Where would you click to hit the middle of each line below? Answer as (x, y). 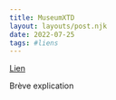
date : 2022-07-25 (42, 34)
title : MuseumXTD (42, 18)
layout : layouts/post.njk (58, 26)
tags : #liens (34, 43)
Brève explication (42, 86)
